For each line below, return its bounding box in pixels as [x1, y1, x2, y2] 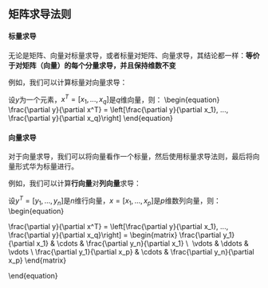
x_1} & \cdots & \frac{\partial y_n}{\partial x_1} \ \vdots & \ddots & [36, 238, 249, 248]
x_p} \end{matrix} [8, 255, 66, 265]
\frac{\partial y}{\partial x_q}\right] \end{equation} [8, 114, 173, 123]
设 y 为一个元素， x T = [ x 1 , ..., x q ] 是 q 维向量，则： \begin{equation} [8, 93, 220, 106]
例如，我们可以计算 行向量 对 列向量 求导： [8, 178, 141, 189]
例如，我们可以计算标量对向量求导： [8, 77, 128, 87]
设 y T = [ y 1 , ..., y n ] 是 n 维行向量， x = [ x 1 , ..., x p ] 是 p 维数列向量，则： [8, 194, 221, 207]
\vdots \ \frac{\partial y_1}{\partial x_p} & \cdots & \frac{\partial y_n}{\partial [8, 247, 255, 256]
